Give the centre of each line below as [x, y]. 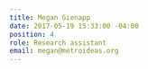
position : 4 [32, 34]
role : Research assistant [58, 43]
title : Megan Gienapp [50, 17]
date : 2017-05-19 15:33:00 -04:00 [74, 26]
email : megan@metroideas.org [64, 51]
